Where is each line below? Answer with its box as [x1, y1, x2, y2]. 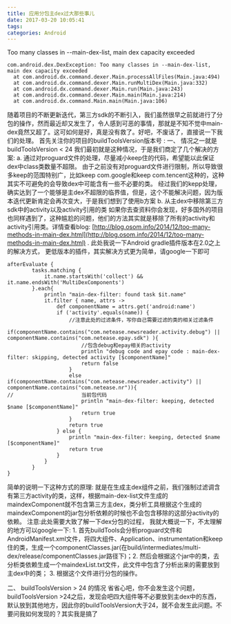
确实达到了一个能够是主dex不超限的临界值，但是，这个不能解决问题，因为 [7, 188, 217, 197]
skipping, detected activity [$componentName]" [32, 354, 171, 361]
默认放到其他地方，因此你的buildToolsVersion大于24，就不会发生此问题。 [7, 601, 217, 610]
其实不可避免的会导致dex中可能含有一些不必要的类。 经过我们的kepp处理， [7, 180, 221, 188]
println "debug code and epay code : [81, 348, 190, 355]
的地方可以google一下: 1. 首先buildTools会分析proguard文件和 [7, 526, 183, 534]
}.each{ [32, 285, 54, 292]
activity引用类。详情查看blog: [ [7, 223, 94, 231]
